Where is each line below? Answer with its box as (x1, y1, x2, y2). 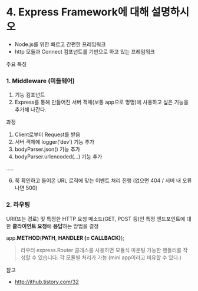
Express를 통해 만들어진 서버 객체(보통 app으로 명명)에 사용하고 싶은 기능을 (14, 98, 189, 106)
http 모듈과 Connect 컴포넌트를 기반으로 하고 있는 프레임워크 (14, 48, 155, 55)
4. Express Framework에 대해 (6, 5, 149, 19)
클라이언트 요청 (12, 222, 47, 230)
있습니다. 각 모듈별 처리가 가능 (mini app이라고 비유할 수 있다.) (38, 254, 181, 261)
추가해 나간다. (14, 106, 47, 113)
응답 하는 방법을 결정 (52, 222, 99, 230)
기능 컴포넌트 (14, 91, 45, 98)
